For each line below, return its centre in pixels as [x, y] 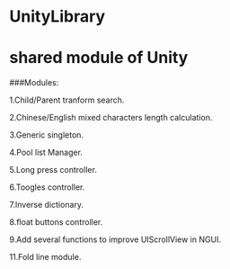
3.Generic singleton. [46, 135]
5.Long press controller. [53, 170]
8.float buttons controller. [56, 222]
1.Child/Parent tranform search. [67, 100]
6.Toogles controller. [47, 187]
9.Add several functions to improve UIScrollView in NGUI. [115, 239]
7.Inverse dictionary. [46, 205]
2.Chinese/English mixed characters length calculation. [111, 118]
